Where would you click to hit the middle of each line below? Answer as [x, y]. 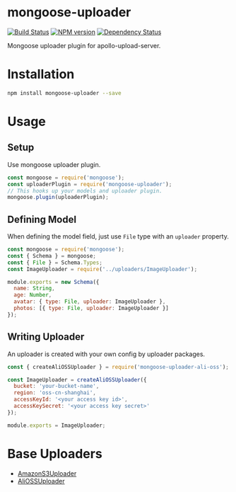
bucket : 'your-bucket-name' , [57, 387]
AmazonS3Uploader [47, 473]
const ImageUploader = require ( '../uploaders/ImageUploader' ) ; [102, 269]
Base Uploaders [55, 453]
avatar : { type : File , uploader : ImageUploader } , [90, 302]
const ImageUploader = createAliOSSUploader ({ [77, 379]
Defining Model [42, 219]
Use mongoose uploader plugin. [54, 164]
